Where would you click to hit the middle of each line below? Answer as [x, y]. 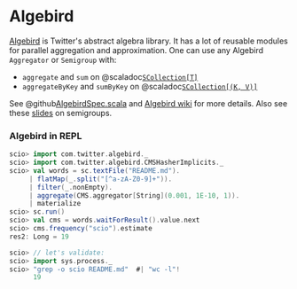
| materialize [55, 204]
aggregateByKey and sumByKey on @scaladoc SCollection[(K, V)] [140, 86]
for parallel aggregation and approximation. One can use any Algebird [137, 50]
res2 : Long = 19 [39, 237]
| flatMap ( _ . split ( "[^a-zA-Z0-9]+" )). [101, 179]
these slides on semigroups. [61, 113]
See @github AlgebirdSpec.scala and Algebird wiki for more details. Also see [148, 103]
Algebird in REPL [46, 136]
